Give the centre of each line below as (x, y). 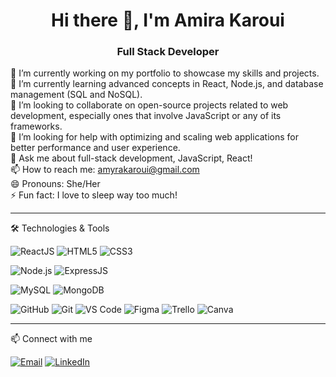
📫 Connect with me (51, 339)
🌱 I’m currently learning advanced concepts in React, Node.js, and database (167, 84)
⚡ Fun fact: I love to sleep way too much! (94, 195)
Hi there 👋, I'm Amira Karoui (168, 20)
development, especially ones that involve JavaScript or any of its (146, 116)
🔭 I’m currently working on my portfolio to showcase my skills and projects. (165, 73)
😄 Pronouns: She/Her (55, 184)
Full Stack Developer (168, 52)
